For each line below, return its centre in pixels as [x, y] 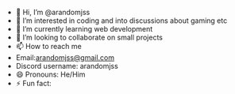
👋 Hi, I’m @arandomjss [53, 12]
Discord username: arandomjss [67, 66]
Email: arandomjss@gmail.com [65, 58]
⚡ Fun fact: [33, 83]
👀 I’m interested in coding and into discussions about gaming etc [121, 21]
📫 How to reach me [48, 46]
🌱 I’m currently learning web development [84, 29]
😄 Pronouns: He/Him [50, 74]
